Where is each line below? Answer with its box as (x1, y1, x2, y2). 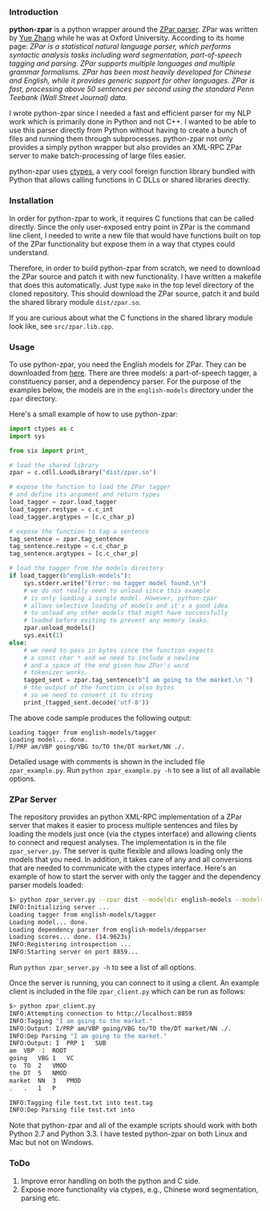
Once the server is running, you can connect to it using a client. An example (9, 978, 260, 988)
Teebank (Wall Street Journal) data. (9, 93, 127, 103)
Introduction (9, 6, 58, 18)
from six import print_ (9, 446, 89, 455)
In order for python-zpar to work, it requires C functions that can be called (9, 213, 255, 223)
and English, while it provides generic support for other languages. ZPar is (9, 75, 256, 86)
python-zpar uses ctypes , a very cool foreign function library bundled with (9, 167, 256, 177)
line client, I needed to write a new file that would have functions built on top (9, 230, 261, 240)
